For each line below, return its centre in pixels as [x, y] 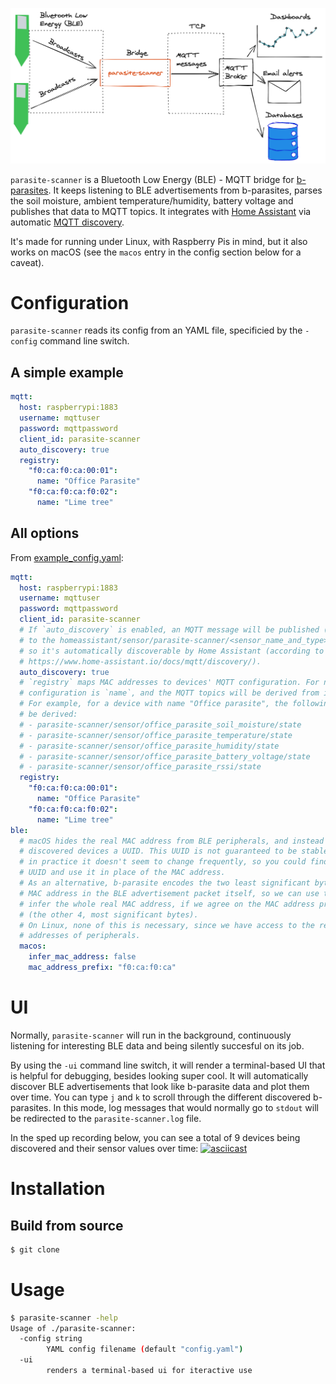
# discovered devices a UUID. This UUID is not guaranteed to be [158, 851]
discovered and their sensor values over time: [104, 1148]
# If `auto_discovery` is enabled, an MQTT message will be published [169, 630]
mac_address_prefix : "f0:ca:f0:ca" [102, 968]
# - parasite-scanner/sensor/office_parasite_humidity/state [149, 746]
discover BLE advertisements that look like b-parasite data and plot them [160, 1086]
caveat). [27, 262]
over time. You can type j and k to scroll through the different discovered [161, 1097]
